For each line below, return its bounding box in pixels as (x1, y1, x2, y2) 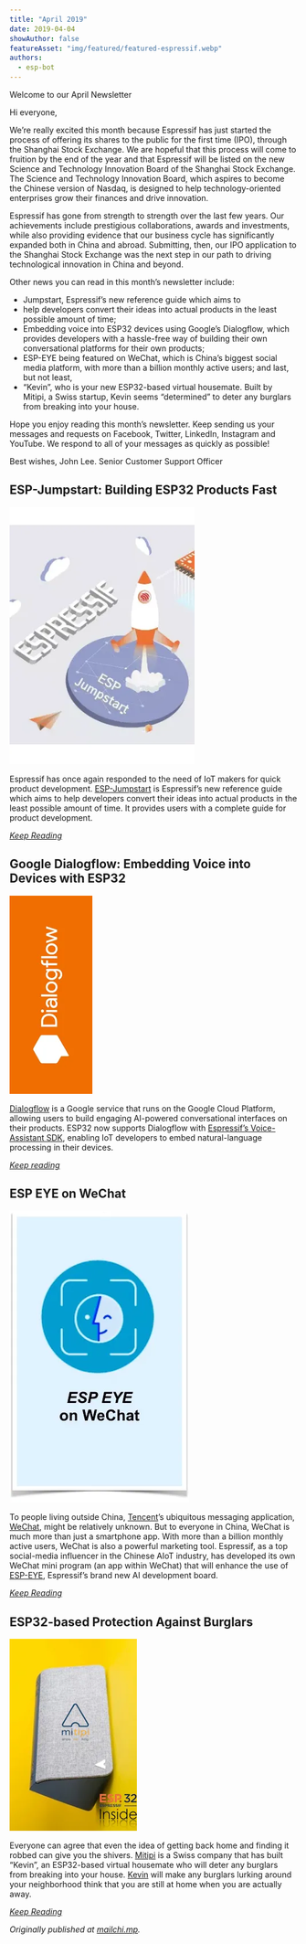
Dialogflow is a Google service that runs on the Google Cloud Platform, (9, 1102, 276, 1114)
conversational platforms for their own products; (22, 343, 206, 354)
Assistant (9, 1131, 45, 1142)
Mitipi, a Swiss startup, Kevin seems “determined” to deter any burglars (22, 391, 292, 402)
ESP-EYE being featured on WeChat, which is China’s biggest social (22, 353, 278, 363)
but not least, (22, 372, 73, 383)
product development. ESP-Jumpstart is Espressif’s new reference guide (9, 782, 283, 794)
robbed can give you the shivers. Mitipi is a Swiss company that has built (9, 1850, 283, 1861)
